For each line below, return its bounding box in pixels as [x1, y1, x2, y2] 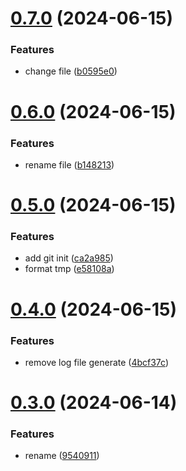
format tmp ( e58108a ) [24, 263, 115, 275]
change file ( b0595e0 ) [24, 65, 118, 77]
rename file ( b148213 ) [24, 158, 115, 171]
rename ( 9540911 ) [24, 450, 100, 462]
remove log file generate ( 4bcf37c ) [24, 356, 170, 368]
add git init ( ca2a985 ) [24, 252, 114, 264]
